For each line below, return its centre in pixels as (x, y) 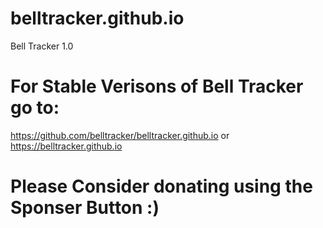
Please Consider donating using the (161, 186)
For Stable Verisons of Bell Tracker (157, 86)
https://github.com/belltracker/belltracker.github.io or (120, 135)
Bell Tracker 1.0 (42, 46)
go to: (35, 108)
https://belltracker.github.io (66, 146)
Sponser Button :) (85, 208)
